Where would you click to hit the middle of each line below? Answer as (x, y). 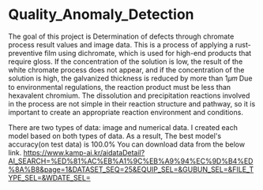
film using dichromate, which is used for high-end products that (148, 53)
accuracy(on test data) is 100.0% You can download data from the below (127, 144)
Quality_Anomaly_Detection (101, 15)
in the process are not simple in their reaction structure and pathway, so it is (132, 103)
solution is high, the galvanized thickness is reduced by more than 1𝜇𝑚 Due (130, 78)
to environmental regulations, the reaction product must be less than (120, 87)
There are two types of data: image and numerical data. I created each (123, 127)
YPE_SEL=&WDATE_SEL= (49, 177)
